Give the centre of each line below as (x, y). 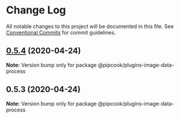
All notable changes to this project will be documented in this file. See (90, 26)
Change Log (36, 10)
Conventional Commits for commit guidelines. (61, 32)
